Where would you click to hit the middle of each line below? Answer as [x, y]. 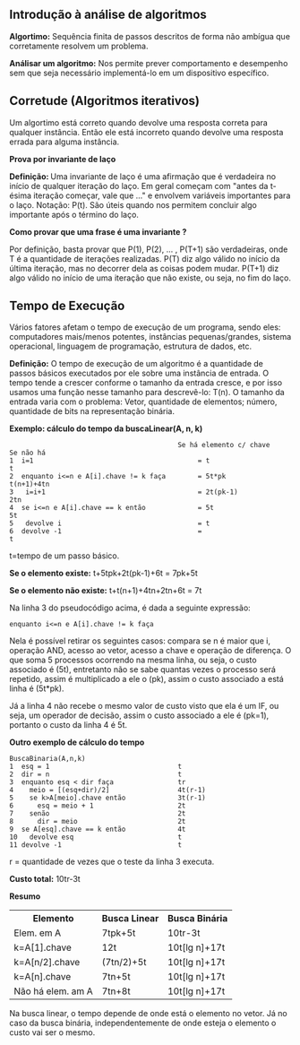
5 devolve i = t [110, 523]
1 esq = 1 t [95, 767]
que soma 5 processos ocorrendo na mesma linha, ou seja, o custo [133, 660]
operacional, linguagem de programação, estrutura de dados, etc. [131, 346]
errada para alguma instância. [64, 142]
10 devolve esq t [95, 837]
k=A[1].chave [43, 947]
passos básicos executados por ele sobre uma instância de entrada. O [139, 373]
